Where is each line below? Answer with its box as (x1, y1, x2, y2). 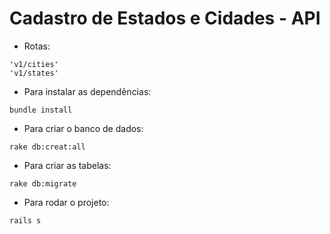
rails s (9, 215, 42, 226)
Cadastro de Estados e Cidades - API (9, 7, 321, 30)
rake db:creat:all (9, 142, 86, 152)
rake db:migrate (9, 178, 77, 189)
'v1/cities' (9, 59, 59, 69)
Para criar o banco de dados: (23, 122, 144, 134)
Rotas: (23, 40, 51, 52)
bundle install (9, 105, 73, 115)
